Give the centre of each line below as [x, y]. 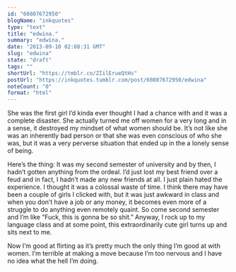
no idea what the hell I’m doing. [53, 261]
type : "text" [26, 27]
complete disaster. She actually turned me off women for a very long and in [117, 120]
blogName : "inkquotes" [41, 21]
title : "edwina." [33, 34]
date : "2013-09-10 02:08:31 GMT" [57, 47]
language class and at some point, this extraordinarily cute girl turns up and [117, 225]
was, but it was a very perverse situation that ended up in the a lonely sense [118, 143]
